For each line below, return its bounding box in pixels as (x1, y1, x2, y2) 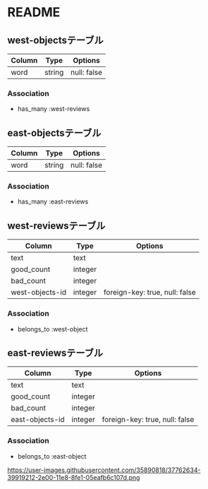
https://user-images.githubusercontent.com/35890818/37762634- (7, 466, 201, 474)
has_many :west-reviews (17, 105, 90, 113)
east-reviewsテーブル (7, 347, 104, 359)
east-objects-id (11, 415, 65, 425)
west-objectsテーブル (7, 34, 104, 46)
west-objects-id (11, 288, 67, 297)
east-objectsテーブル (7, 126, 102, 139)
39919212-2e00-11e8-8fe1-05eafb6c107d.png (7, 473, 140, 481)
